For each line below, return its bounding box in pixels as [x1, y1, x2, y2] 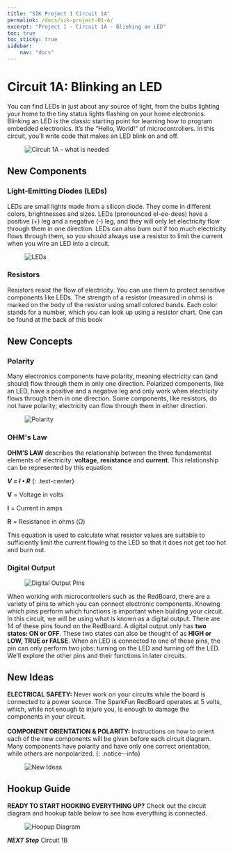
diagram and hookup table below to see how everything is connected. [7, 809, 207, 817]
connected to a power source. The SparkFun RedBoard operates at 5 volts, [7, 697, 222, 705]
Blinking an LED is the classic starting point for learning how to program [7, 116, 213, 125]
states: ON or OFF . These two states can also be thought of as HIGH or [7, 630, 212, 638]
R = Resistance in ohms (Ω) [7, 517, 86, 526]
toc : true [7, 29, 36, 37]
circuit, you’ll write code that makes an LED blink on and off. [7, 132, 179, 140]
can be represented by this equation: [7, 463, 113, 471]
